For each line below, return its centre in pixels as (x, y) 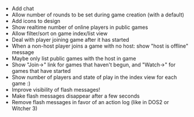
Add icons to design (36, 21)
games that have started (41, 71)
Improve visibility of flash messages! (56, 90)
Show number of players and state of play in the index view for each (94, 77)
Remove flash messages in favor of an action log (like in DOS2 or (90, 102)
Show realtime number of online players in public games (80, 27)
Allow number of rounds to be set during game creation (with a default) (98, 15)
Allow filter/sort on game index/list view (59, 34)
